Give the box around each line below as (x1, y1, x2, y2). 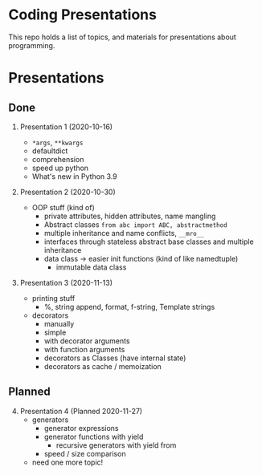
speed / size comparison (43, 449, 126, 458)
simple (43, 327, 67, 337)
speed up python (31, 163, 89, 173)
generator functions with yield (43, 432, 144, 441)
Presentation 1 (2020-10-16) (19, 122, 113, 132)
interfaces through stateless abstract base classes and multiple (43, 237, 255, 246)
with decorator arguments (43, 335, 130, 346)
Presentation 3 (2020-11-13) (19, 278, 113, 287)
